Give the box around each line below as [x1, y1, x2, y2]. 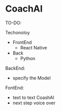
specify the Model [12, 75, 51, 81]
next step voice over [12, 99, 56, 106]
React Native [20, 44, 47, 50]
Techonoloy [5, 29, 30, 35]
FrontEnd [12, 39, 32, 45]
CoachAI [5, 3, 43, 15]
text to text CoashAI [12, 94, 54, 100]
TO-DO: [5, 20, 22, 26]
